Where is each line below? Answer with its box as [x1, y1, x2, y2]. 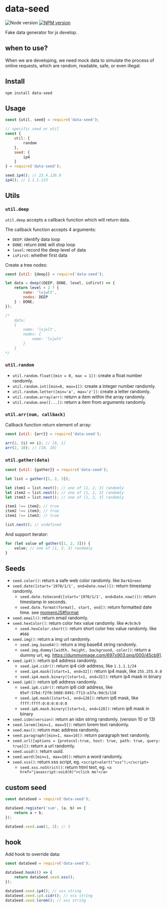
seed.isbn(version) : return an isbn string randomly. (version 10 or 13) [12, 716, 155, 722]
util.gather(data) [5, 457, 50, 463]
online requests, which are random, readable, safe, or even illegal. [5, 62, 141, 68]
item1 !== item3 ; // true [5, 513, 59, 518]
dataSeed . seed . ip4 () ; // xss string [5, 888, 81, 893]
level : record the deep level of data [12, 247, 86, 253]
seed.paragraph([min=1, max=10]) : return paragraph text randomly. [12, 732, 150, 738]
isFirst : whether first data [12, 252, 67, 258]
